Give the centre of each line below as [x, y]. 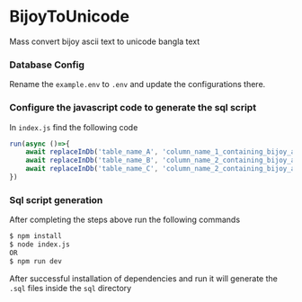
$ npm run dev [36, 261]
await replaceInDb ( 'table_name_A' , [92, 152]
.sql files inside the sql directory [71, 288]
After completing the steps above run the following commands [125, 220]
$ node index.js [40, 244]
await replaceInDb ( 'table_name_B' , [92, 160]
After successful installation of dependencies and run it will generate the [144, 278]
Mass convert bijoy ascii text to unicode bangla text [105, 41]
